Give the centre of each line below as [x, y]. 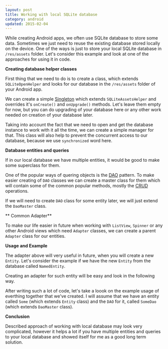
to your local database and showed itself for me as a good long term [76, 337]
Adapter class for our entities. [36, 236]
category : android [24, 19]
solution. [14, 342]
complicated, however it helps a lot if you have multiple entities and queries [83, 331]
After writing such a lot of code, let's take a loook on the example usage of [82, 291]
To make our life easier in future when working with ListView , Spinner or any [84, 225]
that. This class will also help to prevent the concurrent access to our [76, 135]
